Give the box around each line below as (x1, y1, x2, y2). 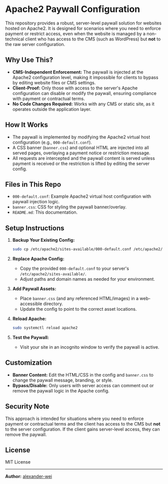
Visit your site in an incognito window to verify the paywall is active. (19, 344, 159, 350)
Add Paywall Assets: (12, 286, 56, 292)
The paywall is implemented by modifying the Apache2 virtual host (12, 134, 150, 140)
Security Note (5, 402, 49, 411)
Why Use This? (5, 56, 53, 64)
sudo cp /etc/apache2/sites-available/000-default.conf (12, 247, 131, 252)
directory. (43, 301, 63, 307)
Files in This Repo (5, 180, 61, 188)
